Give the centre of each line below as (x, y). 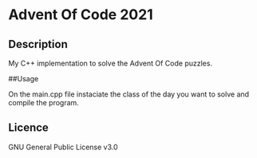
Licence (29, 128)
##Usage (24, 79)
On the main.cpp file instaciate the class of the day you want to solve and (129, 94)
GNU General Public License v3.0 (63, 147)
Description (38, 44)
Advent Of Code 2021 (81, 15)
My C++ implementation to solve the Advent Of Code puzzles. (111, 63)
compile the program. (44, 103)
